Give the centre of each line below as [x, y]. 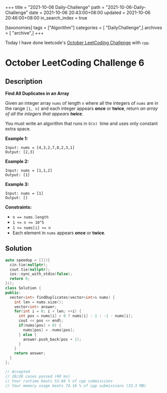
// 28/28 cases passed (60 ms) [38, 376]
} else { [27, 335]
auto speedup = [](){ [28, 260]
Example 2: [17, 161]
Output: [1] [17, 175]
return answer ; [30, 353]
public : [13, 293]
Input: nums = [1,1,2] [29, 170]
